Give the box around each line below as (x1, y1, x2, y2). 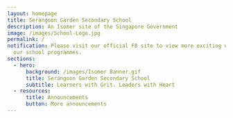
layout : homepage (7, 10, 58, 17)
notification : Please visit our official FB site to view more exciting (7, 42, 222, 49)
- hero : (13, 62, 36, 69)
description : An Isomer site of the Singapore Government (7, 23, 178, 30)
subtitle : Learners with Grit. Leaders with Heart (25, 81, 175, 88)
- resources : (13, 87, 51, 94)
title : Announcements (25, 94, 89, 101)
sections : (7, 56, 36, 62)
